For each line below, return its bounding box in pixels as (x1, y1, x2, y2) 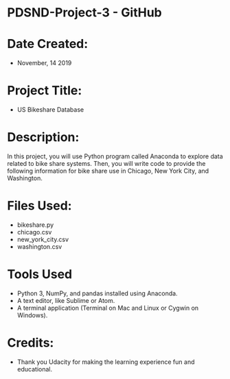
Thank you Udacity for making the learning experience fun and (16, 358, 195, 366)
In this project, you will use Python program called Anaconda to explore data (7, 152, 223, 160)
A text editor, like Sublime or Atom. (16, 296, 115, 304)
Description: (7, 130, 80, 145)
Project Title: (7, 83, 82, 99)
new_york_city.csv (16, 235, 69, 243)
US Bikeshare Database (16, 106, 84, 114)
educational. (16, 365, 53, 373)
